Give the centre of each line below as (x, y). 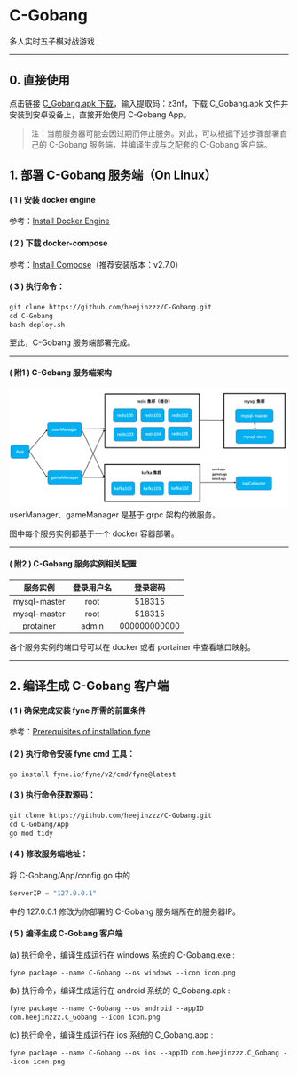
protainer (39, 626)
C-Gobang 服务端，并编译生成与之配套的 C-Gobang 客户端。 (160, 144)
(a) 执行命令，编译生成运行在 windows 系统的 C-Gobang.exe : (122, 955)
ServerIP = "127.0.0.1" (53, 893)
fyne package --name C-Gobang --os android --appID (106, 1008)
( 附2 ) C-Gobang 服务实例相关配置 (73, 564)
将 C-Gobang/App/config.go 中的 (70, 875)
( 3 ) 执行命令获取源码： (52, 795)
